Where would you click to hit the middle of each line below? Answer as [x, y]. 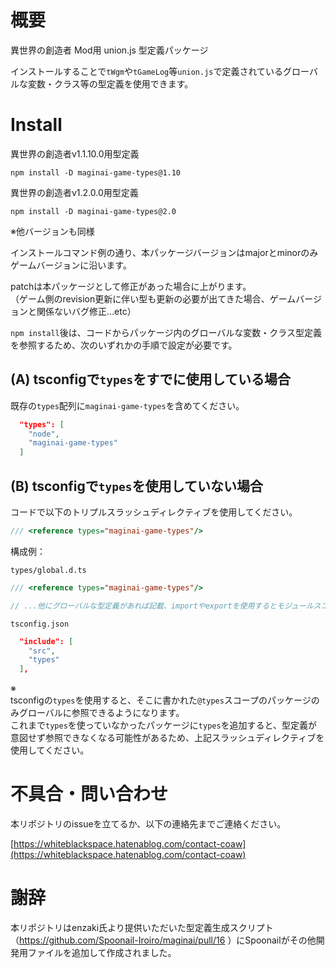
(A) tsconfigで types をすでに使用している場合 [150, 379]
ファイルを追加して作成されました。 [102, 952]
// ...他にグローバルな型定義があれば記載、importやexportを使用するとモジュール [162, 606]
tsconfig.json [40, 624]
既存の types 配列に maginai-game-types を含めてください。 [127, 405]
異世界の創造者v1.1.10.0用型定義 [75, 153]
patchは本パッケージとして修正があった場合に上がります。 [131, 286]
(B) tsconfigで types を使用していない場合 [136, 486]
